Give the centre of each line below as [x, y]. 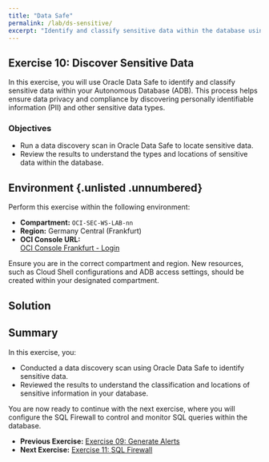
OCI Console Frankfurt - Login [70, 248]
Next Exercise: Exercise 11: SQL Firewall [86, 449]
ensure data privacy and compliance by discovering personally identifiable [131, 99]
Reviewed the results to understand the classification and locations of [135, 384]
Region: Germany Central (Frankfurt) [81, 231]
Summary [33, 333]
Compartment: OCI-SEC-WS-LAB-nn [76, 223]
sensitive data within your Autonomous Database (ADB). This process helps [133, 91]
